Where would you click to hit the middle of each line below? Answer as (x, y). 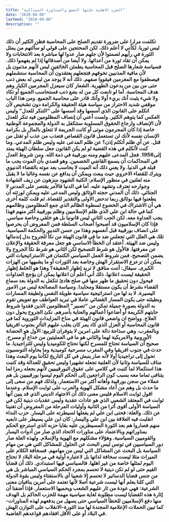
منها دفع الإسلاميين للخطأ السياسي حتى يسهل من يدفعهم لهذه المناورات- (84, 501)
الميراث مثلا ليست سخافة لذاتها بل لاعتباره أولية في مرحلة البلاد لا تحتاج (81, 457)
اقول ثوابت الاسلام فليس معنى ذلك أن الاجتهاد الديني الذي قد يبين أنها (79, 394)
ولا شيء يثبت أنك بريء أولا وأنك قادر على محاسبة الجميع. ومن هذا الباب (82, 98)
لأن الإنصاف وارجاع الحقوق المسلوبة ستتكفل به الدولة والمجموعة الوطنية (84, 123)
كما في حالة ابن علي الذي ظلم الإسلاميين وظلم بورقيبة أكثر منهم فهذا (79, 211)
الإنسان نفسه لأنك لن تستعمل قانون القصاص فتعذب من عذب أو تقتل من (82, 136)
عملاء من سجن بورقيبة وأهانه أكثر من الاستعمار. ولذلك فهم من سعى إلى (82, 382)
